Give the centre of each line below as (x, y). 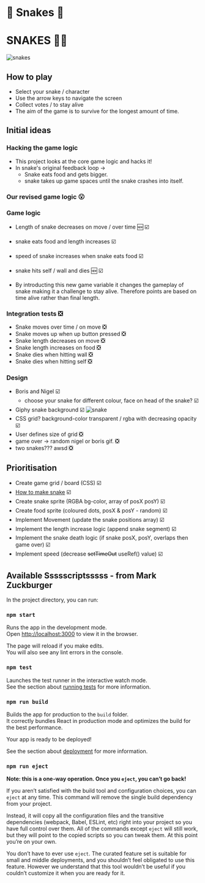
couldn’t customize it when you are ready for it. (66, 873)
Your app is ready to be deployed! (49, 739)
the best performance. (35, 727)
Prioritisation (32, 468)
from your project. (29, 804)
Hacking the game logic (42, 148)
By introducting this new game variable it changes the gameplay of (99, 285)
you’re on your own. (32, 842)
